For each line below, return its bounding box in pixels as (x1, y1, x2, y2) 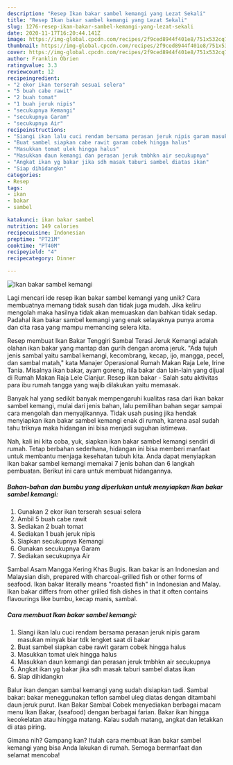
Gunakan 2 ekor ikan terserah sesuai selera (17, 507, 141, 516)
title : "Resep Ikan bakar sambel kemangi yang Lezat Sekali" (7, 17, 188, 24)
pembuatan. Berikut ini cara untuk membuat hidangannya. (7, 466, 173, 475)
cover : (7, 49, 26, 56)
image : (7, 36, 26, 43)
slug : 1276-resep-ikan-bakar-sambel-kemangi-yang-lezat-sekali (7, 23, 194, 30)
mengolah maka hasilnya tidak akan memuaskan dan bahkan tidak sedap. (7, 308, 218, 317)
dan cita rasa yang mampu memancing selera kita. (7, 323, 151, 331)
